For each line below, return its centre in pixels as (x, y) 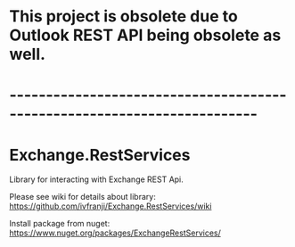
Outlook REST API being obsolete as (145, 35)
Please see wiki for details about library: (82, 197)
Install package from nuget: (60, 224)
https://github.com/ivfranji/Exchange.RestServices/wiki (111, 206)
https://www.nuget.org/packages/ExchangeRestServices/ (115, 233)
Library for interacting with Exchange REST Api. (97, 179)
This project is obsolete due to (123, 16)
